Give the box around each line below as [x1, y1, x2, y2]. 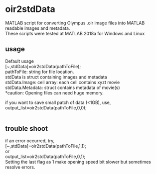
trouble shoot [5, 124, 48, 133]
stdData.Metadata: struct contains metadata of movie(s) [5, 85, 121, 90]
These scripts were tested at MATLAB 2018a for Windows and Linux [5, 30, 145, 36]
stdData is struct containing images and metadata [5, 74, 107, 80]
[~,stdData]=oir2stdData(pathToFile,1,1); [5, 143, 86, 149]
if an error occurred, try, [5, 138, 55, 144]
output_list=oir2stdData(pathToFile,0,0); [5, 104, 87, 110]
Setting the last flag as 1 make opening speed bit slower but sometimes [5, 159, 151, 165]
